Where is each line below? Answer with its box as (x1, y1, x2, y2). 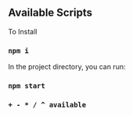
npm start (8, 82, 45, 90)
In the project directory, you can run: (8, 62, 126, 72)
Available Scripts (8, 6, 92, 19)
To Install (8, 26, 38, 36)
